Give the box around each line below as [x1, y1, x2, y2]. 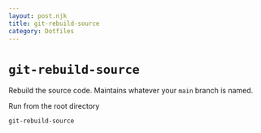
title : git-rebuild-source [8, 19, 100, 28]
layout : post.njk [8, 11, 67, 20]
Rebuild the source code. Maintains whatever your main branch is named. [8, 86, 254, 96]
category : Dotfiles [8, 27, 75, 35]
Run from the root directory [8, 101, 100, 111]
